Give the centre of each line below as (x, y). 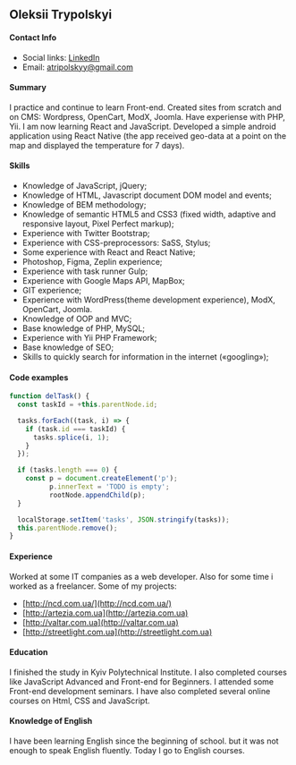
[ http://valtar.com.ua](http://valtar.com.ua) (100, 622)
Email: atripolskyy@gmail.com (78, 67)
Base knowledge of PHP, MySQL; (84, 328)
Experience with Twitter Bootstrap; (86, 233)
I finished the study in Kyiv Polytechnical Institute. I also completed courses (148, 672)
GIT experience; (52, 290)
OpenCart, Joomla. (57, 309)
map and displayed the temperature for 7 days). (97, 145)
